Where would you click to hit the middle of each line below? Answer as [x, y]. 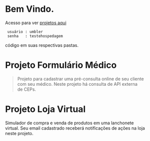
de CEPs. [26, 89]
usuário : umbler [25, 32]
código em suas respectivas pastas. [42, 45]
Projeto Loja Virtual [45, 109]
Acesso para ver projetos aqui [36, 23]
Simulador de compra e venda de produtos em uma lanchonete [70, 123]
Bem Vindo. [30, 9]
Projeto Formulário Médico [61, 65]
